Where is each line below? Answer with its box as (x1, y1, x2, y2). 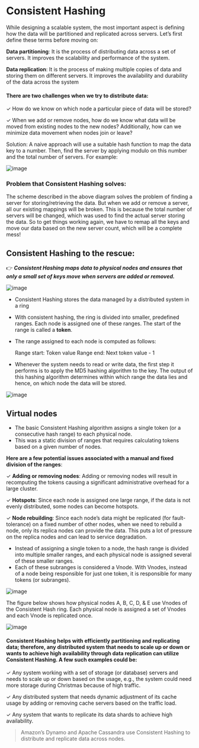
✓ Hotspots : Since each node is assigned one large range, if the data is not (6, 497, 191, 504)
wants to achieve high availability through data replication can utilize (6, 649, 179, 657)
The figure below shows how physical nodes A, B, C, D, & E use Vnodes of (6, 600, 188, 607)
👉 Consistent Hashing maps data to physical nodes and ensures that (6, 264, 182, 271)
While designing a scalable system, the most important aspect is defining (6, 24, 185, 31)
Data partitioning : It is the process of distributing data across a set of (6, 47, 176, 55)
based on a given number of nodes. (14, 443, 102, 451)
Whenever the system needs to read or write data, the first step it (14, 361, 175, 368)
